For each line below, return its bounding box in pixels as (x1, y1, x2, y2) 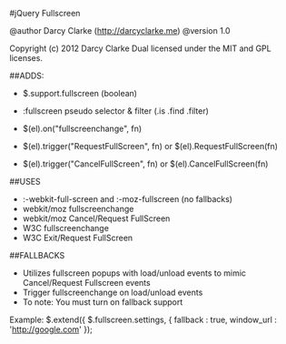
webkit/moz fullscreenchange (22, 204, 134, 214)
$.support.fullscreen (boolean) (22, 88, 138, 98)
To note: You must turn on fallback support (22, 297, 183, 308)
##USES (9, 177, 41, 187)
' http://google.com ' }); (9, 324, 93, 335)
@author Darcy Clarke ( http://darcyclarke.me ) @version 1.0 (9, 25, 231, 35)
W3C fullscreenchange (22, 223, 109, 233)
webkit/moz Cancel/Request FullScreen (22, 213, 171, 224)
